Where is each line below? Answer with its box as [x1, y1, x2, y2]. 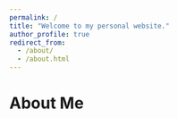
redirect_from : [9, 38, 66, 47]
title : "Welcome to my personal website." [9, 21, 170, 30]
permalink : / [9, 13, 58, 22]
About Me [9, 93, 84, 114]
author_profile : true [9, 29, 90, 38]
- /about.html [17, 55, 70, 63]
